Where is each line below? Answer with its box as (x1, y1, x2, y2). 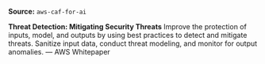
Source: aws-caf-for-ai (8, 7, 87, 16)
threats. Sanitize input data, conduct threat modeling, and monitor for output (8, 39, 258, 48)
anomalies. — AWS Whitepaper (8, 47, 111, 56)
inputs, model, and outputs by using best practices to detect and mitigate (8, 31, 248, 40)
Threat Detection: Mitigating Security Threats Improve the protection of (8, 22, 248, 31)
